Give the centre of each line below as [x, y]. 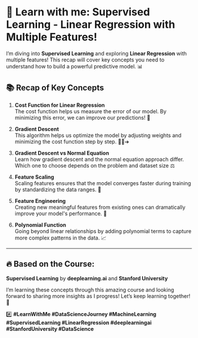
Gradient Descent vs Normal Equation [62, 153]
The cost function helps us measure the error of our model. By [90, 111]
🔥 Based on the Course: [50, 264]
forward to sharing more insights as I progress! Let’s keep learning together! [98, 296]
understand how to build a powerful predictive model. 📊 [75, 66]
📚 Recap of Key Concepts [55, 88]
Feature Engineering [40, 201]
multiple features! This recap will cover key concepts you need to [85, 60]
